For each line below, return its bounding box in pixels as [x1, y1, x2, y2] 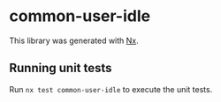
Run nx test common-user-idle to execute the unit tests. [9, 84, 213, 94]
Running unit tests [9, 61, 112, 76]
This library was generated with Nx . [9, 35, 139, 46]
